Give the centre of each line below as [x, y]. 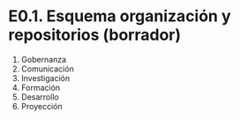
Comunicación [47, 69]
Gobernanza [44, 59]
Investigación [45, 78]
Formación [41, 87]
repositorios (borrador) [95, 35]
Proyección [41, 106]
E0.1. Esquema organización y [120, 16]
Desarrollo [40, 97]
